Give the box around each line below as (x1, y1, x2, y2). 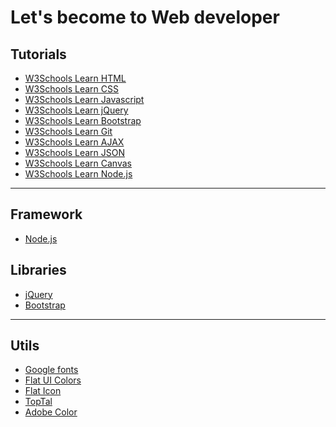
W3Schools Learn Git (24, 126, 113, 137)
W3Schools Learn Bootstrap (24, 115, 142, 126)
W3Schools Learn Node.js (24, 168, 133, 180)
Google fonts (24, 364, 79, 376)
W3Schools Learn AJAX (24, 136, 125, 148)
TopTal (24, 396, 53, 408)
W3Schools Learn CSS (24, 83, 119, 95)
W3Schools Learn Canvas (24, 157, 132, 169)
